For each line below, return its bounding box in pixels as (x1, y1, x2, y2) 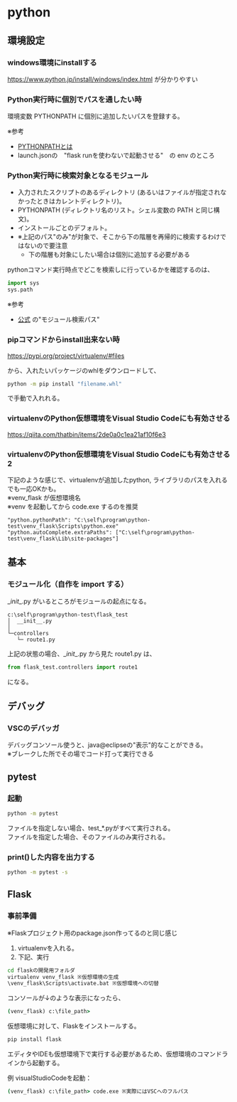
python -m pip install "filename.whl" (7, 380, 122, 388)
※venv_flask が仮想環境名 (7, 493, 82, 502)
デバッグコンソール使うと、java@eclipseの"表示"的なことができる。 (7, 741, 207, 749)
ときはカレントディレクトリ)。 (36, 197, 126, 206)
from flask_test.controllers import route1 (7, 663, 138, 671)
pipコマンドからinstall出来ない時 (7, 335, 121, 345)
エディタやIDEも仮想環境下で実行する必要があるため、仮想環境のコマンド (7, 1050, 222, 1059)
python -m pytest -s (7, 869, 69, 876)
